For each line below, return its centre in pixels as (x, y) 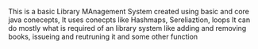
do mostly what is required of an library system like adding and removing (127, 28)
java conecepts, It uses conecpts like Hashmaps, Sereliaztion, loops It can (129, 20)
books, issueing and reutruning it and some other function (103, 36)
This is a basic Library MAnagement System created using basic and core (129, 11)
